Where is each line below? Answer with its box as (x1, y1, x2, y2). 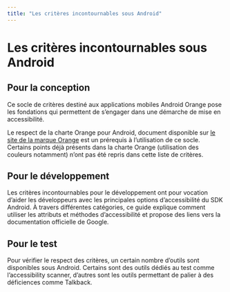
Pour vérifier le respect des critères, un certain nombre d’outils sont (7, 256, 200, 264)
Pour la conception (7, 82, 90, 94)
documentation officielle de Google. (7, 218, 109, 226)
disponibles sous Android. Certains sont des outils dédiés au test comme (7, 264, 215, 272)
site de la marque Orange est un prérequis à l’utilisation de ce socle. (7, 135, 200, 144)
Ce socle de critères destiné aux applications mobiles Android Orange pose (7, 100, 222, 108)
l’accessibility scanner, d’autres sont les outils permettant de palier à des (7, 271, 214, 280)
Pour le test (7, 237, 57, 249)
